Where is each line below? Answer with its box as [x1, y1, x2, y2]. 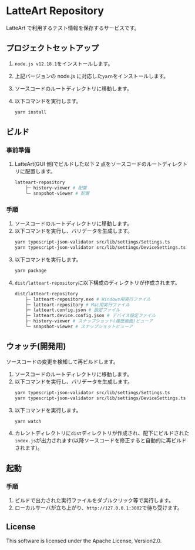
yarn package [14, 268, 47, 274]
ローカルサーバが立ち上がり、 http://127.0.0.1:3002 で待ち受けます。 [14, 504, 183, 511]
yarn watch [14, 418, 42, 424]
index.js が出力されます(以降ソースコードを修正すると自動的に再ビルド [14, 437, 187, 444]
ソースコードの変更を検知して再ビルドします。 [6, 358, 119, 365]
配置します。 [25, 168, 56, 175]
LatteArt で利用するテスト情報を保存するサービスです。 [6, 24, 140, 31]
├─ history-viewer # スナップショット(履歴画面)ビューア [25, 318, 153, 324]
